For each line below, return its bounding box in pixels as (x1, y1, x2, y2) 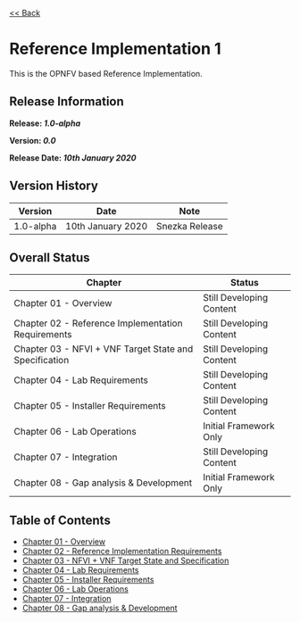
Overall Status (9, 250, 90, 265)
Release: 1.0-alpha (9, 118, 81, 129)
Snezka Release (155, 220, 223, 232)
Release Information (9, 94, 125, 110)
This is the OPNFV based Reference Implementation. (9, 68, 203, 79)
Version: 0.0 (9, 135, 56, 145)
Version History (9, 178, 98, 194)
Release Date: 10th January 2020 (9, 152, 137, 163)
